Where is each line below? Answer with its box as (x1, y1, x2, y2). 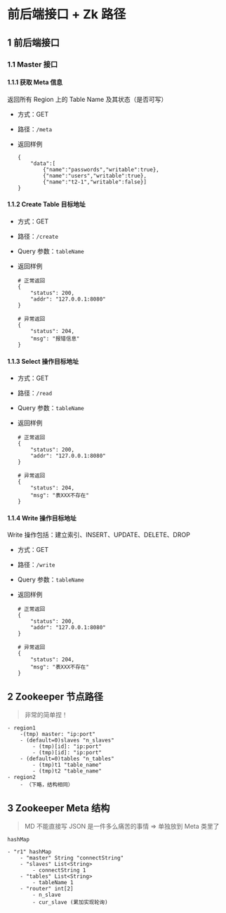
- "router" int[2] (20, 885, 74, 892)
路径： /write (17, 560, 55, 569)
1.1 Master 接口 (7, 59, 58, 69)
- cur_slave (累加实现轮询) (32, 898, 108, 906)
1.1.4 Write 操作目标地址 (7, 513, 77, 522)
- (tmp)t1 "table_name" (32, 761, 102, 769)
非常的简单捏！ (24, 711, 68, 719)
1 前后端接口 (7, 37, 60, 48)
